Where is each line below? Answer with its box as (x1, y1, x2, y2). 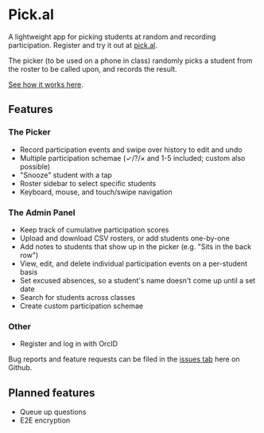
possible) (19, 162, 51, 171)
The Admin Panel (8, 207, 76, 218)
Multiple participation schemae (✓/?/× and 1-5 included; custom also (19, 153, 246, 162)
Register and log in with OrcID (19, 339, 118, 349)
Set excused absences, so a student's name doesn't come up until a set (19, 275, 256, 285)
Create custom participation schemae (19, 301, 144, 310)
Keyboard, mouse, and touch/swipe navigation (19, 187, 173, 197)
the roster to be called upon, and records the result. (8, 64, 177, 73)
